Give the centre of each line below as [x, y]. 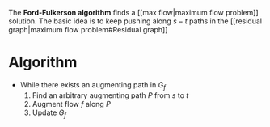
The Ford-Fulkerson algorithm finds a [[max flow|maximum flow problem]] [133, 13]
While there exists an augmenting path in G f [93, 85]
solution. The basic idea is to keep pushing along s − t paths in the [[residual [135, 21]
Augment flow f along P [72, 104]
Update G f [49, 113]
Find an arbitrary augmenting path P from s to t [110, 95]
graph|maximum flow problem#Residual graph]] [88, 30]
